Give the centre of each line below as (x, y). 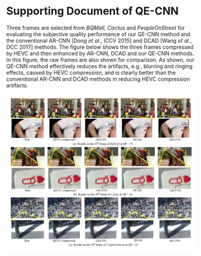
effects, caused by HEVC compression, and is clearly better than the (91, 72)
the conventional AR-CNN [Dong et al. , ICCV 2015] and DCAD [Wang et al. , (99, 40)
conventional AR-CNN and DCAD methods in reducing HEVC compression (98, 79)
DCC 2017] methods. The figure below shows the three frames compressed (100, 47)
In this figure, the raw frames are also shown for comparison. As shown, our (100, 60)
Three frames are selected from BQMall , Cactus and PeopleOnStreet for (96, 28)
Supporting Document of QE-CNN (92, 11)
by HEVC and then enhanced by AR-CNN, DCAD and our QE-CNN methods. (100, 53)
